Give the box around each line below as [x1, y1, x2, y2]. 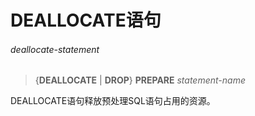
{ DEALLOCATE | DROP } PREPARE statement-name [34, 74, 247, 86]
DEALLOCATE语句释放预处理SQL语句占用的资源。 [10, 95, 216, 107]
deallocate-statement [10, 43, 100, 55]
